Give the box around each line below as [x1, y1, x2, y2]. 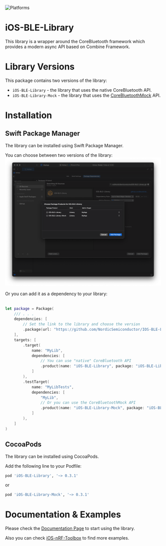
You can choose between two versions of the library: [5, 152, 113, 158]
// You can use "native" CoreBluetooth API [40, 359, 132, 364]
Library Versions [5, 61, 75, 72]
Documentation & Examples [5, 509, 121, 520]
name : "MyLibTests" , [31, 384, 74, 389]
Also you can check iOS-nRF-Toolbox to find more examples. [5, 535, 129, 541]
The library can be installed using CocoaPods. [5, 453, 99, 459]
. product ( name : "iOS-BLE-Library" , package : [40, 364, 134, 369]
